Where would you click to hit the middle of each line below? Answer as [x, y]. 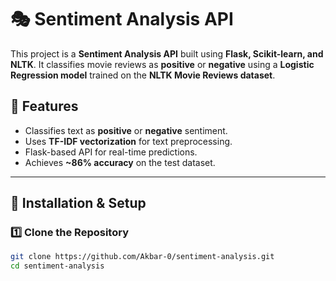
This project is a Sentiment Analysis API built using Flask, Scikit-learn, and [167, 53]
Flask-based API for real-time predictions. [111, 152]
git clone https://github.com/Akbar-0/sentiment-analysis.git [142, 257]
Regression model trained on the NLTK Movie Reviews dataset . [143, 75]
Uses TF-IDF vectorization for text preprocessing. [128, 141]
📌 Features [44, 106]
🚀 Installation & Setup [78, 203]
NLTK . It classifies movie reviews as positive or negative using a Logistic [162, 64]
